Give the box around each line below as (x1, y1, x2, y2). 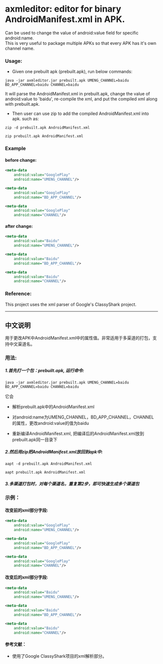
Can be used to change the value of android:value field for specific (5, 30, 139, 36)
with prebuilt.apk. (5, 101, 40, 107)
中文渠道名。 (9, 341, 35, 347)
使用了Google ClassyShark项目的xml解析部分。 (12, 653, 107, 659)
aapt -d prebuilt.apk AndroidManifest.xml (5, 461, 92, 466)
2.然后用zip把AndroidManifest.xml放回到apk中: (5, 449, 103, 455)
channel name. (5, 45, 35, 51)
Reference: (5, 290, 32, 297)
